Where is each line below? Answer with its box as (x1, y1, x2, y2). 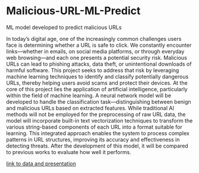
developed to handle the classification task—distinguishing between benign (6, 98, 191, 105)
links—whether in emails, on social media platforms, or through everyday (6, 47, 185, 55)
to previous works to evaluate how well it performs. (6, 148, 132, 155)
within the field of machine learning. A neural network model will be (6, 92, 171, 99)
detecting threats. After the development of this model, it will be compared (6, 142, 188, 149)
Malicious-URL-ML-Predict (6, 4, 141, 18)
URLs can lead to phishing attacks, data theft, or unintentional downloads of (6, 60, 192, 68)
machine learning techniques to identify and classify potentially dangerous (6, 73, 189, 80)
